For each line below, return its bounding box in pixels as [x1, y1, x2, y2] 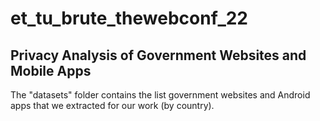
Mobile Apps [10, 62, 92, 79]
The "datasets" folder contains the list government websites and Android [10, 89, 311, 101]
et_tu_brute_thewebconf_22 [10, 7, 248, 30]
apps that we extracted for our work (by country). [10, 100, 215, 111]
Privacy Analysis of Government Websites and [10, 47, 307, 64]
